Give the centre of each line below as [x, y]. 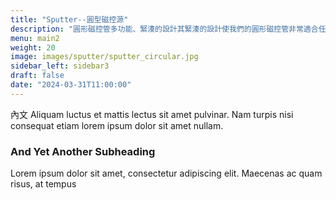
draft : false [37, 76]
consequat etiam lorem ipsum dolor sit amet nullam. [117, 125]
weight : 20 [33, 47]
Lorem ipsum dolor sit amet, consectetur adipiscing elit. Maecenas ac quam [166, 173]
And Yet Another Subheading [83, 151]
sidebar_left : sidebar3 [60, 66]
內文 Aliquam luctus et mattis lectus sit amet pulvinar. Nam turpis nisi [152, 114]
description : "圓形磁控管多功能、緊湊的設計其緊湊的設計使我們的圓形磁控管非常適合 [164, 29]
